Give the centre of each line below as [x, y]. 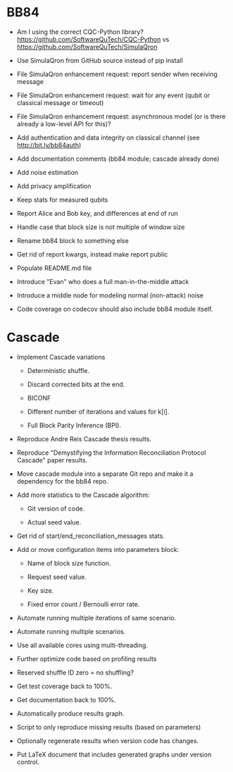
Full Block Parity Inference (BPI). [74, 425]
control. [28, 761]
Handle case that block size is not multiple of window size [101, 227]
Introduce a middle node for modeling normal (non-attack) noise [110, 295]
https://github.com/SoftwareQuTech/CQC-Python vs [93, 39]
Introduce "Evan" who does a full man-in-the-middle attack [103, 281]
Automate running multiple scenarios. [71, 631]
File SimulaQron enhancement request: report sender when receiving [117, 74]
